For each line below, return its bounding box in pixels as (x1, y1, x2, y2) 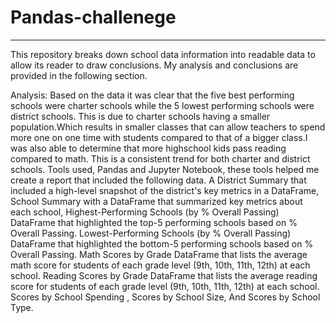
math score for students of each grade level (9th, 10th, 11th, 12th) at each (10, 259, 311, 271)
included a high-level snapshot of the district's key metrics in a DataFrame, (10, 184, 320, 196)
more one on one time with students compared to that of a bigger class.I (10, 131, 308, 143)
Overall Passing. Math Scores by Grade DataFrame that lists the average (10, 248, 308, 260)
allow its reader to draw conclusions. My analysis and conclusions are (10, 59, 299, 71)
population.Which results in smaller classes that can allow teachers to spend (10, 121, 326, 133)
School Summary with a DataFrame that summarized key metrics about (10, 195, 303, 207)
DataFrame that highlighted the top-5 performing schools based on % (10, 216, 298, 228)
